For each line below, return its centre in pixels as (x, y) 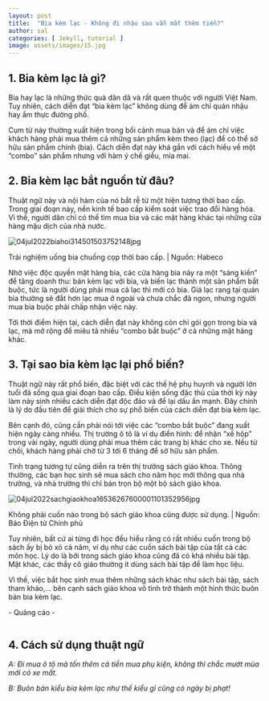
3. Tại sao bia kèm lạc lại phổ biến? (96, 365)
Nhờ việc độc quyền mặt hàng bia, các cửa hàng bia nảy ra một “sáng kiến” (133, 272)
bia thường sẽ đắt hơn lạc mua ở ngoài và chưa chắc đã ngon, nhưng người (132, 298)
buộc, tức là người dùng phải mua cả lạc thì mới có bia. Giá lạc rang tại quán (134, 289)
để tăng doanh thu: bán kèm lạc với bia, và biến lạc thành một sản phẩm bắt (134, 281)
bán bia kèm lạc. (35, 597)
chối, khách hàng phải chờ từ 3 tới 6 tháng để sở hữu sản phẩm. (114, 450)
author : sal (28, 31)
